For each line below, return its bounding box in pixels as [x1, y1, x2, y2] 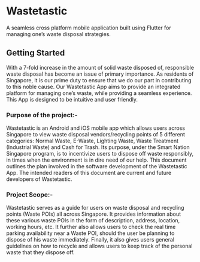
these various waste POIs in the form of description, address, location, [6, 217, 180, 224]
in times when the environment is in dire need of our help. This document [6, 156, 187, 163]
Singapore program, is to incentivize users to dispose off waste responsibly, [6, 150, 193, 157]
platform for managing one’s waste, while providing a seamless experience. [6, 89, 192, 97]
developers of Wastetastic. [6, 175, 72, 183]
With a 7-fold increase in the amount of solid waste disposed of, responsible [6, 64, 195, 71]
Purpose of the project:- [6, 111, 78, 119]
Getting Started [6, 48, 65, 58]
